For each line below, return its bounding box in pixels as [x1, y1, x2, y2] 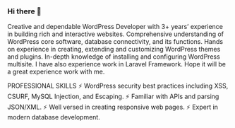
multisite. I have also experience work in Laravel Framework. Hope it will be [7, 60, 226, 69]
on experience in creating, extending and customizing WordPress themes [7, 45, 221, 54]
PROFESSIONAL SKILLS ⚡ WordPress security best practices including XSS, [7, 81, 229, 91]
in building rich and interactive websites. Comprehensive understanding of [7, 30, 224, 38]
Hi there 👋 [7, 6, 42, 16]
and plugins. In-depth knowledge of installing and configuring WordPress [7, 52, 220, 61]
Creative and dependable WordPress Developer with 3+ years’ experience [7, 23, 224, 31]
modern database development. [7, 113, 100, 122]
